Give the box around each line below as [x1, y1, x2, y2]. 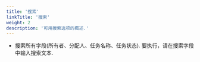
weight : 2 [6, 19, 31, 25]
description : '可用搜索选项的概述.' [6, 25, 89, 31]
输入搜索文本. [20, 50, 54, 57]
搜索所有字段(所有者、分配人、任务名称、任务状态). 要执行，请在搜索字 [14, 42, 189, 49]
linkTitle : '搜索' [6, 14, 50, 20]
